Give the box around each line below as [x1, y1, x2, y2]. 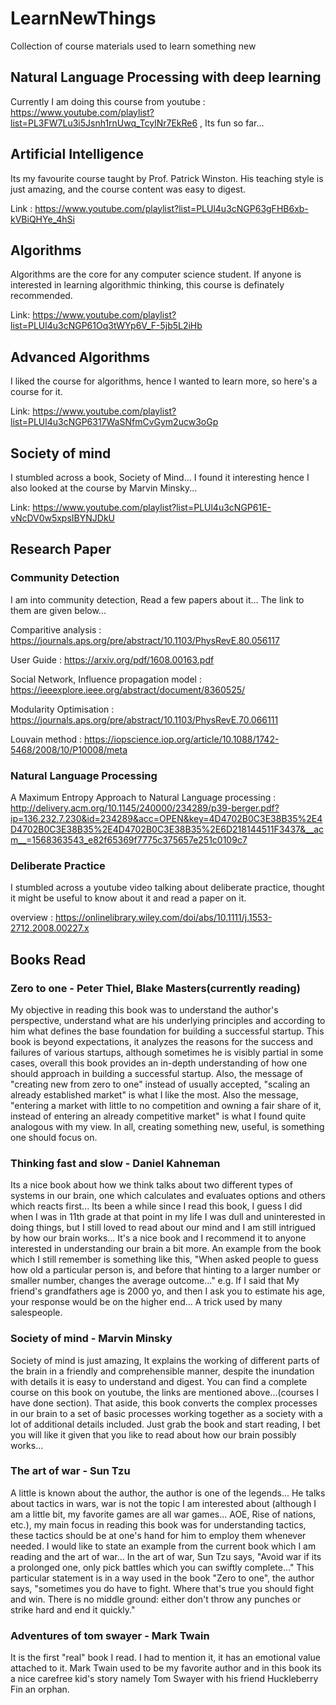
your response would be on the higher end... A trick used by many [10, 1296, 283, 1308]
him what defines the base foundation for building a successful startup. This [10, 1025, 325, 1037]
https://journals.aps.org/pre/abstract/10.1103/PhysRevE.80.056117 [10, 634, 280, 646]
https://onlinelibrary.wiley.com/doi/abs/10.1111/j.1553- [54, 912, 273, 924]
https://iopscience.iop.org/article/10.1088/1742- [84, 733, 280, 745]
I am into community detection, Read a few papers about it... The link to [10, 593, 305, 606]
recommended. [10, 290, 73, 302]
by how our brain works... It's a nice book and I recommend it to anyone [10, 1232, 307, 1244]
